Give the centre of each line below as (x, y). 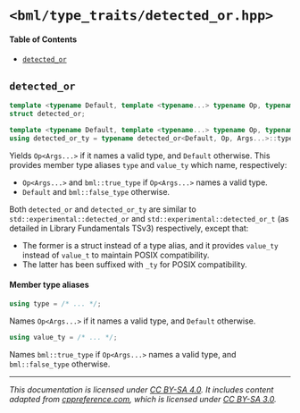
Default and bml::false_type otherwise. (96, 191)
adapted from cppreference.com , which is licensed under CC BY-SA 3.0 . (143, 399)
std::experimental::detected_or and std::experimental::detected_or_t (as (149, 218)
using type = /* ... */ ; (55, 303)
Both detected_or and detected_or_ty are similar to (103, 209)
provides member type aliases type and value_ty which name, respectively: (148, 164)
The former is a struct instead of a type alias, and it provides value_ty (150, 245)
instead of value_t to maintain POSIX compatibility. (116, 255)
